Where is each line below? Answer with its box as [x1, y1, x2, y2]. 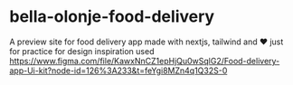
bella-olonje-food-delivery [9, 6, 215, 27]
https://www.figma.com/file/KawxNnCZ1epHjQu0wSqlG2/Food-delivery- [9, 55, 280, 66]
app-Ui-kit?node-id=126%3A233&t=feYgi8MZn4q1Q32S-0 [9, 65, 228, 76]
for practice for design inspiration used [9, 45, 155, 56]
